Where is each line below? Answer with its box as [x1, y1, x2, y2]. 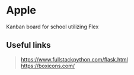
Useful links [6, 40, 52, 50]
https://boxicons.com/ [20, 62, 75, 69]
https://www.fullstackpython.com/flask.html [20, 56, 129, 63]
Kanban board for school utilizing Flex [6, 23, 99, 30]
